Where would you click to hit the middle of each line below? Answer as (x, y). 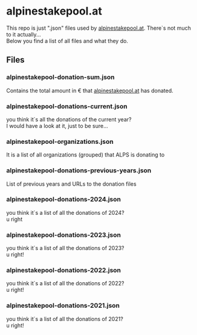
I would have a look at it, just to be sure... (57, 126)
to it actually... (24, 34)
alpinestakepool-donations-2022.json (64, 270)
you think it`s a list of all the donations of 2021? (65, 319)
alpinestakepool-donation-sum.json (60, 77)
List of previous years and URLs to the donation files (72, 184)
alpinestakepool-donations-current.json (67, 106)
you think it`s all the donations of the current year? (69, 119)
